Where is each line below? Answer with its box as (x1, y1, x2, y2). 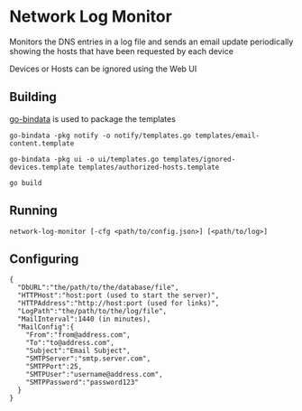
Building (9, 89, 57, 105)
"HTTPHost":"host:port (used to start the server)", (17, 291, 220, 300)
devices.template (9, 163, 75, 172)
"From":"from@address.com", (25, 331, 131, 340)
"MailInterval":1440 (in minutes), (17, 314, 151, 324)
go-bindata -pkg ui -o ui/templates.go (9, 154, 160, 163)
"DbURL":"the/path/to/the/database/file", (17, 283, 179, 293)
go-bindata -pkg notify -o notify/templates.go (9, 131, 192, 140)
